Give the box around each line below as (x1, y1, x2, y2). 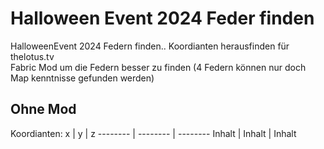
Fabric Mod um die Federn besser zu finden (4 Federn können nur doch (10, 61, 307, 73)
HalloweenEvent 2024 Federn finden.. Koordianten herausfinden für (10, 40, 290, 52)
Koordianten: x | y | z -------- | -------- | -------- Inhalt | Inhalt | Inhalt (10, 127, 297, 139)
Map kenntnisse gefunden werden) (10, 72, 155, 84)
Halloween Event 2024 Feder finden (10, 7, 315, 30)
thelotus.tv (10, 50, 55, 62)
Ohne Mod (10, 101, 77, 118)
